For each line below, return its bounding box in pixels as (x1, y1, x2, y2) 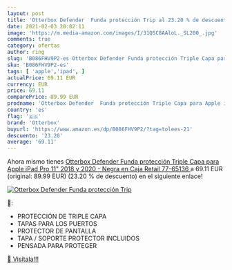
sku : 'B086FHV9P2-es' (7, 61, 70, 68)
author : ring (7, 49, 45, 56)
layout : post (7, 10, 45, 17)
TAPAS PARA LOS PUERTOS (17, 220, 98, 228)
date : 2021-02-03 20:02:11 (7, 23, 85, 30)
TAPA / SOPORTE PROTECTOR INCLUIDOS (17, 234, 140, 242)
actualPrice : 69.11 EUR (7, 74, 76, 81)
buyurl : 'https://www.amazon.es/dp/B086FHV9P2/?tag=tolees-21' (7, 126, 193, 133)
